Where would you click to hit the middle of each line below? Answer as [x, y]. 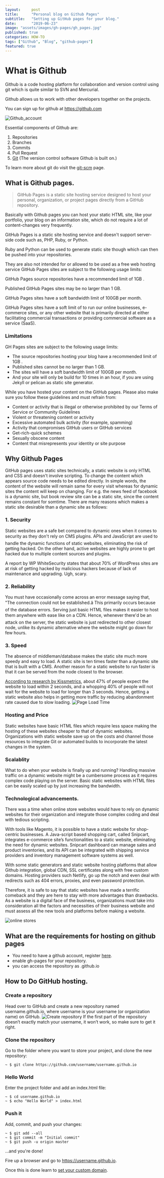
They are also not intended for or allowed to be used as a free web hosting [80, 264]
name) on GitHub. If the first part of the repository [76, 1017]
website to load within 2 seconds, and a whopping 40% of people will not [79, 687]
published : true [22, 32]
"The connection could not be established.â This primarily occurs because [80, 603]
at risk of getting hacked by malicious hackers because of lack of [71, 568]
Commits [21, 148]
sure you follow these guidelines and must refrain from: [61, 397]
